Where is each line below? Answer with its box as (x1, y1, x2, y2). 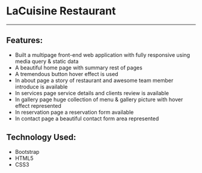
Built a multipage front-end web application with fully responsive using (14, 51, 191, 58)
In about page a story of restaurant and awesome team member (14, 77, 174, 84)
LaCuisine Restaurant (6, 4, 116, 18)
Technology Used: (6, 132, 76, 142)
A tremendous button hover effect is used (14, 70, 118, 77)
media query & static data (14, 57, 79, 65)
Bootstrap (14, 148, 40, 155)
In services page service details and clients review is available (14, 89, 170, 96)
